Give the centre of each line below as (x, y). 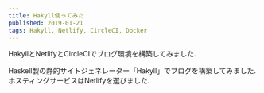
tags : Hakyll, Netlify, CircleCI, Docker (78, 30)
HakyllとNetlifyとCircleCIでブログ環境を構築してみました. (102, 54)
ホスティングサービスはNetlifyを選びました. (79, 81)
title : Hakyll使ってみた (46, 15)
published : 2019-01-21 (46, 23)
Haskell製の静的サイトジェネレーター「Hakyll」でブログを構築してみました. (132, 71)
